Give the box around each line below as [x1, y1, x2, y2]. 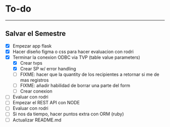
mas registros [20, 77, 49, 83]
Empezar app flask [12, 43, 52, 49]
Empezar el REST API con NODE [12, 100, 80, 106]
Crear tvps [20, 60, 42, 66]
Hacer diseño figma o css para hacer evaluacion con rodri [12, 49, 134, 55]
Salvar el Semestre [5, 29, 66, 38]
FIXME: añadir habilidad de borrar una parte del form [20, 82, 131, 89]
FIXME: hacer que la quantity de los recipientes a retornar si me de [20, 71, 159, 77]
